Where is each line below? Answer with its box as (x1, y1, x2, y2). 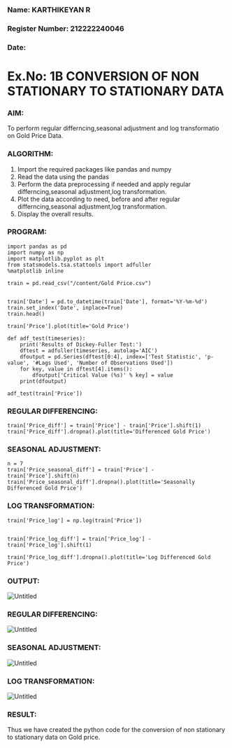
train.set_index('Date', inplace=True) (7, 304, 124, 311)
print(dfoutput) (20, 378, 68, 385)
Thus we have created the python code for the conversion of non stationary (7, 726, 226, 734)
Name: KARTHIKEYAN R (7, 5, 91, 15)
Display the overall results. (17, 209, 94, 218)
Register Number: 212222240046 (7, 23, 124, 33)
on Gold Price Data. (7, 132, 64, 140)
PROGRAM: (7, 227, 47, 237)
